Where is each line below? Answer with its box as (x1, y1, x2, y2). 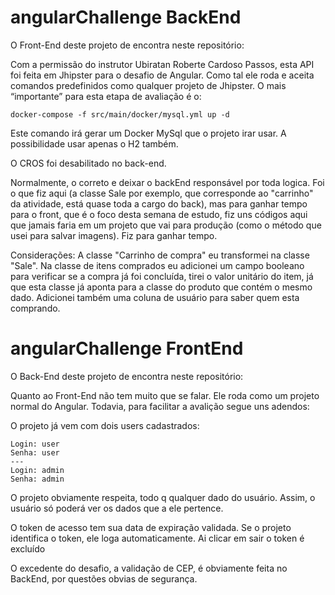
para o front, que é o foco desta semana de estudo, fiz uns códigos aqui (10, 208, 308, 220)
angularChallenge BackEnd (10, 6, 242, 29)
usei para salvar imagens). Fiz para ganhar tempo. (10, 229, 218, 241)
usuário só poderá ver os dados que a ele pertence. (10, 502, 224, 514)
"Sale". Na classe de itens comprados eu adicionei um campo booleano (10, 259, 305, 271)
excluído (10, 542, 46, 555)
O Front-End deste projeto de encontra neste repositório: (10, 39, 245, 51)
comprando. (10, 302, 61, 314)
